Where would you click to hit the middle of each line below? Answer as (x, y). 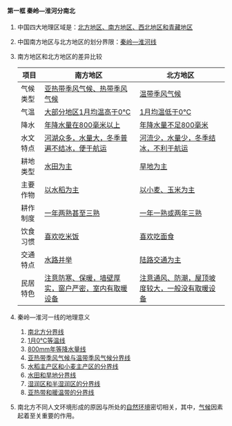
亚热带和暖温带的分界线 (61, 392)
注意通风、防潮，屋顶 (174, 278)
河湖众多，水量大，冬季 (83, 138)
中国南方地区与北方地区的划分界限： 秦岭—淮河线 (87, 42)
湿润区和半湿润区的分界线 (64, 384)
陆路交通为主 (160, 260)
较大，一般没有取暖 (177, 288)
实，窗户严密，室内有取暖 (86, 288)
